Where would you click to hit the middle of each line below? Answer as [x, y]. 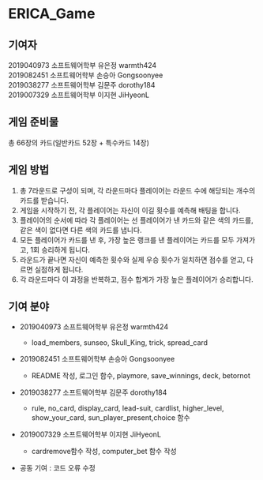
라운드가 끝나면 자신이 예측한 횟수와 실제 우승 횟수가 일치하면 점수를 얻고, [132, 259]
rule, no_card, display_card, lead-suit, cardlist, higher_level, [128, 408]
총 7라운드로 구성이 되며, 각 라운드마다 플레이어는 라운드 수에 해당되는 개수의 [137, 190]
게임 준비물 [34, 122]
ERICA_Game [52, 14]
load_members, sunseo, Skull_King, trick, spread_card [119, 343]
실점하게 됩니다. [59, 269]
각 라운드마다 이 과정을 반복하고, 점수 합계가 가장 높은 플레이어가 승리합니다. [137, 279]
